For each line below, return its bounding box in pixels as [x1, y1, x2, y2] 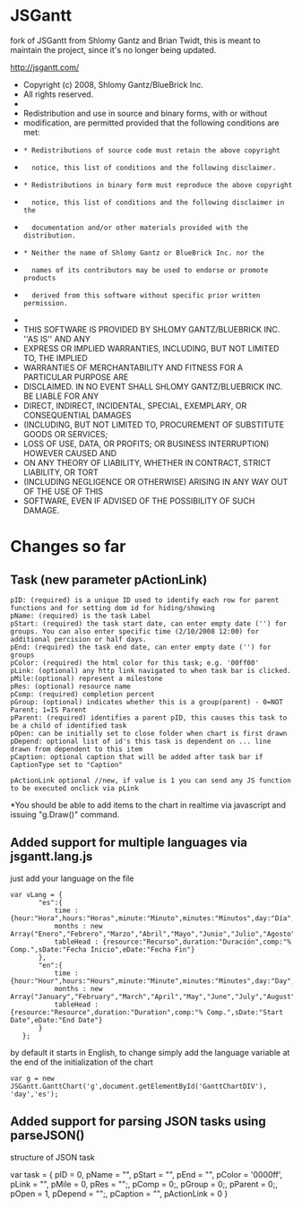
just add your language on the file [10, 873, 134, 884]
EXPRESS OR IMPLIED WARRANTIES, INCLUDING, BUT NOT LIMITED [22, 342, 280, 354]
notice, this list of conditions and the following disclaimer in [31, 198, 285, 207]
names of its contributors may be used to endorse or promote [31, 265, 269, 274]
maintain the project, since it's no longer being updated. [10, 44, 217, 55]
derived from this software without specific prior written [31, 290, 261, 300]
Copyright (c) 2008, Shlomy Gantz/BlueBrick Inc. [22, 79, 204, 90]
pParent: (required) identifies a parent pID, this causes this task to [10, 713, 288, 722]
